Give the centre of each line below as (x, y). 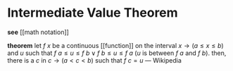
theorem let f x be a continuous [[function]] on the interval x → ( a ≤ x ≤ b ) (115, 45)
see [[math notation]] (38, 32)
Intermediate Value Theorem (93, 13)
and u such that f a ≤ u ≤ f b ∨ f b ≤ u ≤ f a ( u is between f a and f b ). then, (117, 53)
